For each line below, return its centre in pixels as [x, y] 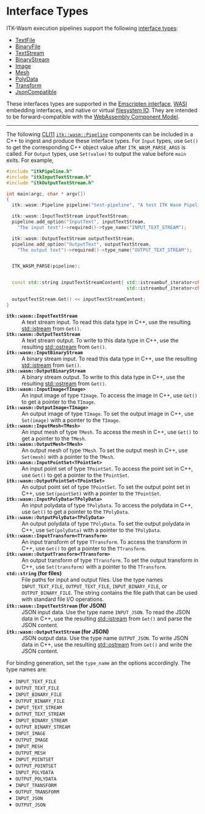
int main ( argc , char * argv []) [46, 194]
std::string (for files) [34, 573]
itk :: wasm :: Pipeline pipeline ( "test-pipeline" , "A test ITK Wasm [97, 205]
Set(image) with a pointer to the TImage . [71, 420]
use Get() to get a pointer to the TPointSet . [76, 475]
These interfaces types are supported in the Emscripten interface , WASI [97, 104]
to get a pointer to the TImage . [59, 402]
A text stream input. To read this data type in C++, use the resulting [106, 322]
